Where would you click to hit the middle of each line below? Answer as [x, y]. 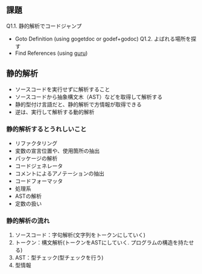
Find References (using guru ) [51, 53]
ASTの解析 [28, 196]
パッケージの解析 [36, 158]
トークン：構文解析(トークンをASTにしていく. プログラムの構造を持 [99, 243]
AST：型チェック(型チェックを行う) [59, 258]
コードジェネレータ [39, 166]
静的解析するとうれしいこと [46, 129]
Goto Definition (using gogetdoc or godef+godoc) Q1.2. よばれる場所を [103, 39]
